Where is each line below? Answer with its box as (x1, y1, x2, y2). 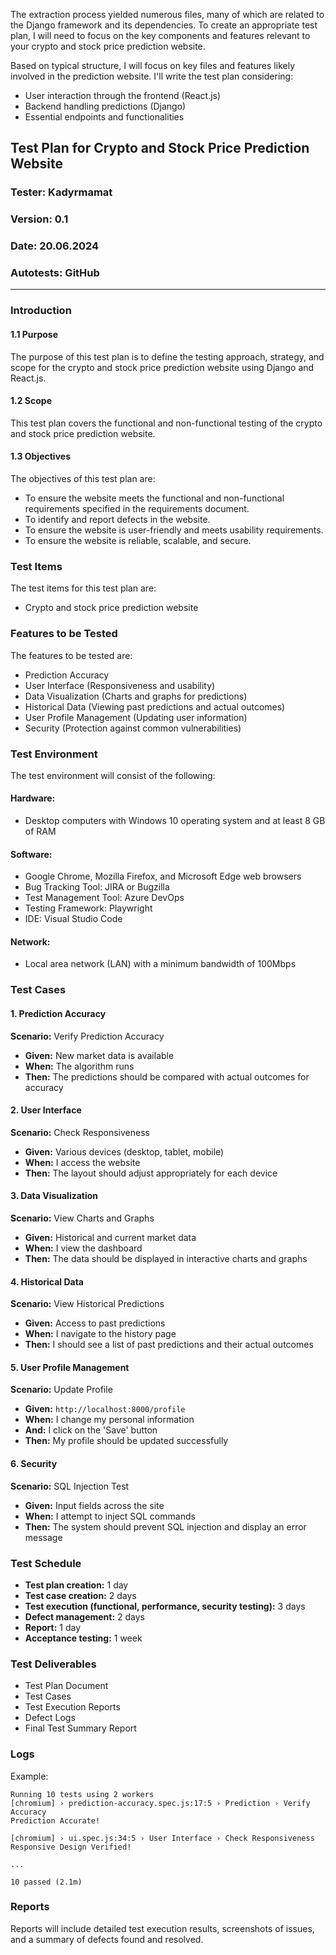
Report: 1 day (24, 1621, 82, 1633)
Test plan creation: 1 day (24, 1579, 129, 1591)
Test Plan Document (24, 1680, 109, 1692)
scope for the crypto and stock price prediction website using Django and (10, 361, 315, 373)
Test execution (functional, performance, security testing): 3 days (24, 1600, 306, 1612)
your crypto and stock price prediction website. (10, 40, 206, 52)
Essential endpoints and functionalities (24, 111, 185, 123)
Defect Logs (24, 1712, 76, 1724)
